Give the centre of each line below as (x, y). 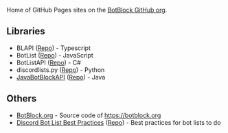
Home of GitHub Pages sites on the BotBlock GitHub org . (87, 10)
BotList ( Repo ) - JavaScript (55, 55)
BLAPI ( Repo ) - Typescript (53, 48)
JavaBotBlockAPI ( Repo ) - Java (61, 77)
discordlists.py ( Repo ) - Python (60, 70)
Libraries (26, 31)
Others (22, 99)
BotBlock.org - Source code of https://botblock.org (89, 115)
